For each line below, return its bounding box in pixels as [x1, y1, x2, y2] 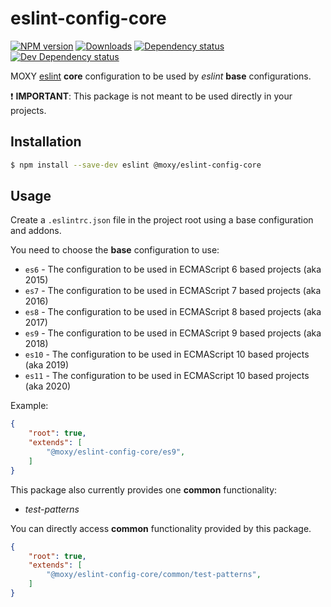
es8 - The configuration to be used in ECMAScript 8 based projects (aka [24, 306, 322, 318]
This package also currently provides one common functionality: [10, 483, 278, 496]
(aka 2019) [24, 359, 70, 371]
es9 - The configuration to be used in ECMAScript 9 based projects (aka [24, 327, 322, 339]
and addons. [10, 225, 62, 237]
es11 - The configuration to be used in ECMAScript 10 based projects [24, 370, 310, 382]
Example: [10, 400, 49, 412]
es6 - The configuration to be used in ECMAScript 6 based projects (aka [24, 263, 322, 276]
